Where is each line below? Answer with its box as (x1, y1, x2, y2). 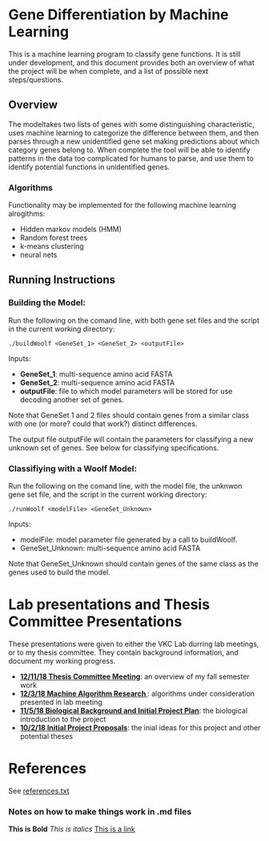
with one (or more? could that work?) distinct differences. (8, 419, 198, 429)
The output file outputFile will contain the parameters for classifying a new (8, 434, 254, 444)
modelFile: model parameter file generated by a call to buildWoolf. (19, 535, 238, 545)
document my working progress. (8, 656, 116, 665)
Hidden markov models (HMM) (19, 225, 122, 234)
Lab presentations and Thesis (8, 595, 211, 614)
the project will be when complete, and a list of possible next (8, 66, 209, 75)
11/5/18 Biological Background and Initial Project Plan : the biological (19, 705, 248, 715)
